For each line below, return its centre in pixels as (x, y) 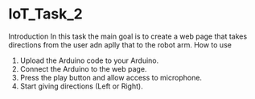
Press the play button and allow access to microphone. (111, 77)
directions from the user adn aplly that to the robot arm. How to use (120, 44)
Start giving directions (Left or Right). (81, 86)
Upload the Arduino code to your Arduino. (89, 60)
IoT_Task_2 (45, 14)
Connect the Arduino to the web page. (83, 68)
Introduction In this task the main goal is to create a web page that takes (128, 36)
